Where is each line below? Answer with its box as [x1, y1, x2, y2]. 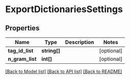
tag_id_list [8, 47, 34, 54]
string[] [41, 47, 60, 54]
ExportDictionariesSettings [5, 4, 123, 15]
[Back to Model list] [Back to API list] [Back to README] [5, 68, 122, 74]
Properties [5, 24, 40, 32]
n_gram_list [8, 56, 37, 62]
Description [65, 39, 94, 46]
